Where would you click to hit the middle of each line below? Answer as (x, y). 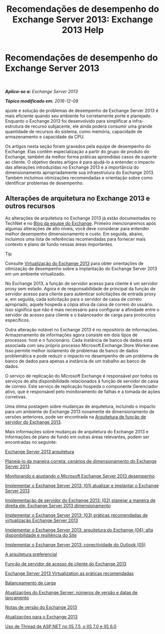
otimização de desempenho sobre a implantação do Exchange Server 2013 (81, 268)
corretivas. (16, 397)
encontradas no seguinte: (31, 442)
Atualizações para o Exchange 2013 (41, 617)
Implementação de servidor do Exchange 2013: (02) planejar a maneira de (81, 500)
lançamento (17, 598)
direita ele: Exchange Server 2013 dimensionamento (58, 505)
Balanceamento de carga (31, 583)
